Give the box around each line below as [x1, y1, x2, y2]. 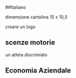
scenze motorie [5, 38, 55, 47]
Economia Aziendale [5, 66, 71, 75]
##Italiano [5, 5, 26, 10]
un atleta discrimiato [5, 51, 48, 57]
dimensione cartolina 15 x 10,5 [5, 14, 68, 20]
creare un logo [5, 24, 36, 30]
